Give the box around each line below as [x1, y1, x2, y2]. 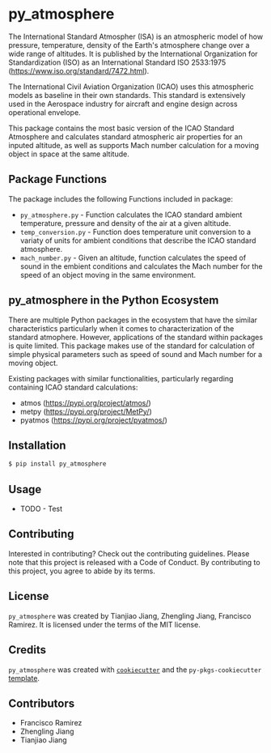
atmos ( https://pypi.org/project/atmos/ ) [19, 398, 151, 407]
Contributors [8, 696, 75, 710]
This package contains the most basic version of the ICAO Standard [8, 123, 235, 133]
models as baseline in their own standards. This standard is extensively [8, 90, 246, 100]
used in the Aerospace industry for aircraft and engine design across [8, 99, 238, 108]
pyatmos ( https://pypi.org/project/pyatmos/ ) [19, 415, 168, 425]
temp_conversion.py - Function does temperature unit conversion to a [19, 227, 252, 236]
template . [8, 673, 40, 683]
